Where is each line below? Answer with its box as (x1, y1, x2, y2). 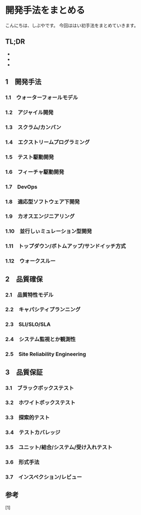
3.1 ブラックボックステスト (5, 384, 74, 391)
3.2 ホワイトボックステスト (5, 399, 76, 406)
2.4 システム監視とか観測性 (5, 336, 76, 343)
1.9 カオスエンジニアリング (5, 213, 75, 220)
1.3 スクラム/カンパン (5, 124, 62, 131)
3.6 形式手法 (5, 459, 39, 466)
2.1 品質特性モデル (5, 291, 54, 298)
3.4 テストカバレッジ (5, 429, 61, 436)
